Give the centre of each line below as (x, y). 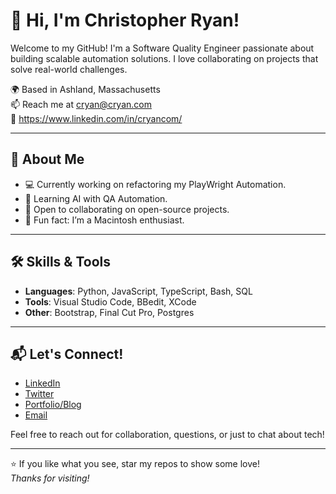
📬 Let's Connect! (67, 354)
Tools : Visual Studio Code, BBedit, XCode (110, 301)
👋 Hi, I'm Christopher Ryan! (125, 20)
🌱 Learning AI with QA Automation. (96, 198)
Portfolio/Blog (53, 405)
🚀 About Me (47, 159)
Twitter (39, 394)
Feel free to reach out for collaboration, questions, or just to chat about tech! (167, 435)
